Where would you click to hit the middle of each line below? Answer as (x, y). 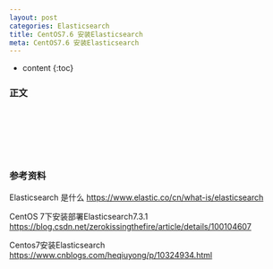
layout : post (34, 17)
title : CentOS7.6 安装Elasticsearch (76, 34)
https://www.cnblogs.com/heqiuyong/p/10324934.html (111, 255)
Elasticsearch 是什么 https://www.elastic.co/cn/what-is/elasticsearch (136, 197)
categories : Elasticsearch (60, 26)
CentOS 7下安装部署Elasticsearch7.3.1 (79, 216)
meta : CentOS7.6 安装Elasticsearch (74, 43)
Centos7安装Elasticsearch (57, 245)
